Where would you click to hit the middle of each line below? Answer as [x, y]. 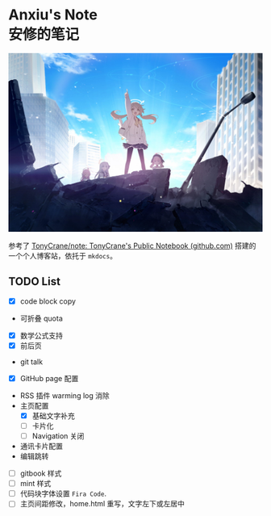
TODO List [34, 281]
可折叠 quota [41, 318]
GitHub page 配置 [49, 378]
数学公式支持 [41, 335]
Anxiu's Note [53, 15]
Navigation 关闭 [58, 436]
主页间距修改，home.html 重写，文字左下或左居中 [102, 504]
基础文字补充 [53, 415]
